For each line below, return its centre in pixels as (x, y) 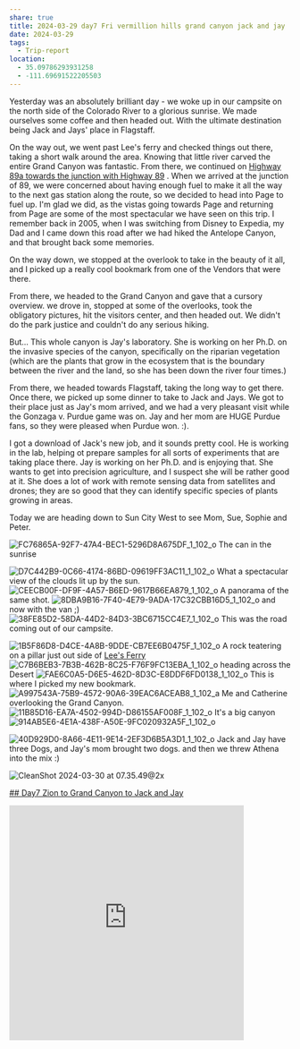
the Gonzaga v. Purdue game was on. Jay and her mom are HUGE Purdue (145, 416)
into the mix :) (34, 758)
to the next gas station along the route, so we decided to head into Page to (146, 194)
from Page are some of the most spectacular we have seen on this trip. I (142, 213)
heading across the (255, 664)
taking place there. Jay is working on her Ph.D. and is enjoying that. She (142, 462)
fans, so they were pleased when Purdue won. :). (99, 425)
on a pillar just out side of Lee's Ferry (78, 655)
